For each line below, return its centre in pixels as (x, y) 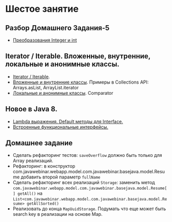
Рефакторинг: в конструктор (44, 166)
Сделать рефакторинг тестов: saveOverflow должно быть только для (88, 155)
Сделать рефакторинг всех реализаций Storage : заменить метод (84, 183)
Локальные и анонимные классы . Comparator (63, 93)
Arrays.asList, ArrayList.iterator (46, 87)
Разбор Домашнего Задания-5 (58, 28)
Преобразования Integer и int (45, 40)
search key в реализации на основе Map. (58, 214)
